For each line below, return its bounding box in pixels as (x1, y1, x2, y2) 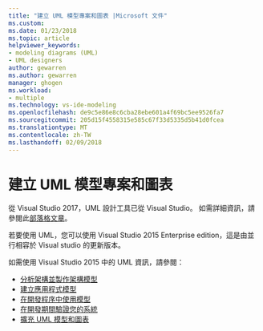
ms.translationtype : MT (8, 123, 88, 131)
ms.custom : (8, 19, 45, 27)
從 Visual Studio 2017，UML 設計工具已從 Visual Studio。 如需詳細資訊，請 (8, 204, 255, 213)
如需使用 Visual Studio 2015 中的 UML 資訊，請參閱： (8, 257, 184, 267)
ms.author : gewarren (8, 71, 78, 79)
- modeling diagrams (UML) (8, 49, 99, 57)
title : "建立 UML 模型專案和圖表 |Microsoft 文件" (8, 11, 168, 20)
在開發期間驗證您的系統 (19, 305, 98, 314)
